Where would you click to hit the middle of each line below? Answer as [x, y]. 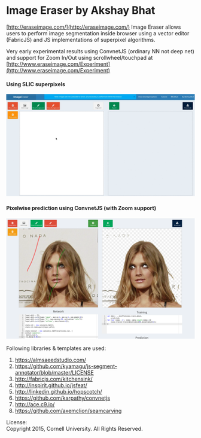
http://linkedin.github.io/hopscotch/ [59, 392]
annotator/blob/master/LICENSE [54, 373]
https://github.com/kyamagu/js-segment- [66, 366]
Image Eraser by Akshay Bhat [81, 10]
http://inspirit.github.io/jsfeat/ [51, 385]
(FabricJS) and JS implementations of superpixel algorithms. [81, 39]
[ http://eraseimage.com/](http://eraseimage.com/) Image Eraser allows [94, 27]
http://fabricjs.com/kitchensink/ [54, 379]
